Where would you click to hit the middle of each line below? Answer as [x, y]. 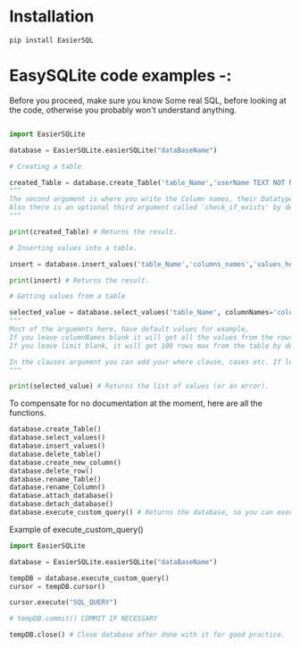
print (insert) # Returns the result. [79, 280]
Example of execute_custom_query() [77, 529]
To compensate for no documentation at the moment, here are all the [136, 403]
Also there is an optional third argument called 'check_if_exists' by [145, 207]
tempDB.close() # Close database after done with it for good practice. [147, 635]
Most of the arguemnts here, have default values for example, [129, 329]
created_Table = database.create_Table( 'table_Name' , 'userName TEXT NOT [147, 182]
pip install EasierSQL [51, 40]
